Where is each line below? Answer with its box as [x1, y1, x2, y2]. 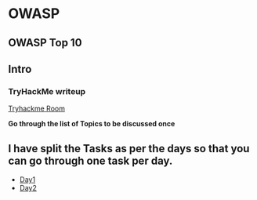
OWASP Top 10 [8, 36, 82, 49]
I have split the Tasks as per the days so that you [8, 142, 250, 155]
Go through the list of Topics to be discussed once [8, 119, 176, 129]
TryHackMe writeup [8, 85, 86, 96]
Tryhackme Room [8, 104, 65, 114]
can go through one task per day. [8, 154, 173, 167]
